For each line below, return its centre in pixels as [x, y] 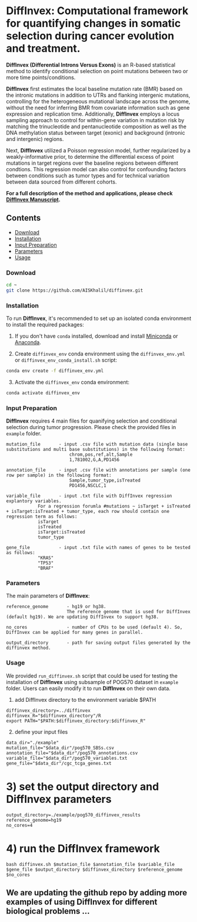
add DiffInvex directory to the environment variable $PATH [85, 699]
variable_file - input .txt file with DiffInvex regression [89, 496]
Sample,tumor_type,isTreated [105, 480]
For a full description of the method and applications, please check [89, 193]
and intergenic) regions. [35, 139]
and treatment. [43, 49]
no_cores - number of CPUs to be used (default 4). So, [94, 627]
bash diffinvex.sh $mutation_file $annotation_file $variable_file [91, 864]
